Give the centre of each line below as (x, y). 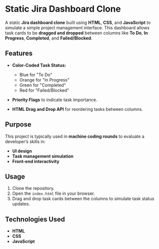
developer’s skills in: (25, 141)
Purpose (18, 125)
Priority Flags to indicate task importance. (55, 100)
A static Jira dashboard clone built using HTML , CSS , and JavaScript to (78, 22)
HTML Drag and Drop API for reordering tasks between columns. (77, 109)
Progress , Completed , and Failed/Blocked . (49, 38)
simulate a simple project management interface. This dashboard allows (77, 27)
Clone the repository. (33, 188)
